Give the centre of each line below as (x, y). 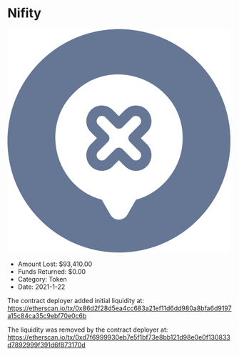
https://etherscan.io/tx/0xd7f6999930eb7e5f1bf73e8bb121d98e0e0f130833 (119, 337)
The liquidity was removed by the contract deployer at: (88, 330)
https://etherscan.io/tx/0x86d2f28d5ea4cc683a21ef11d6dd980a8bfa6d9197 (119, 308)
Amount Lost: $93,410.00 (55, 264)
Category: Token (42, 279)
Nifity (24, 13)
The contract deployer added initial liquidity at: (76, 300)
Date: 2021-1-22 (41, 287)
